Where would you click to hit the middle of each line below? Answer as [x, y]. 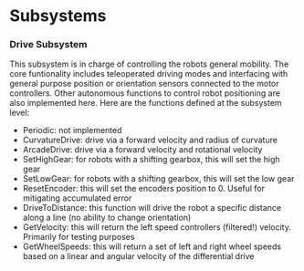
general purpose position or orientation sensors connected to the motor [144, 84]
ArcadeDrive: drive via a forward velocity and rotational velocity [142, 150]
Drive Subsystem [49, 45]
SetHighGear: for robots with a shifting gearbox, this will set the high [151, 160]
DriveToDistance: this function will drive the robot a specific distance [152, 208]
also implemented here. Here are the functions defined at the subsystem [146, 103]
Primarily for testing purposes [79, 237]
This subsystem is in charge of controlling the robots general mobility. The [149, 64]
